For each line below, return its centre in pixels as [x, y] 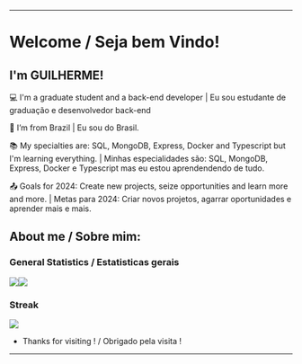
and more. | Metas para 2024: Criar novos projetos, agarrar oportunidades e [151, 199]
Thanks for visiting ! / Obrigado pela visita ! [102, 341]
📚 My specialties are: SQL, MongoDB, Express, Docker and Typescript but [147, 146]
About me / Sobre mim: [75, 237]
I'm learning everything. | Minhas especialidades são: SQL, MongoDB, [138, 159]
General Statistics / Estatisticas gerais [94, 262]
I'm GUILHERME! [57, 75]
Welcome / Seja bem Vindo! [115, 42]
